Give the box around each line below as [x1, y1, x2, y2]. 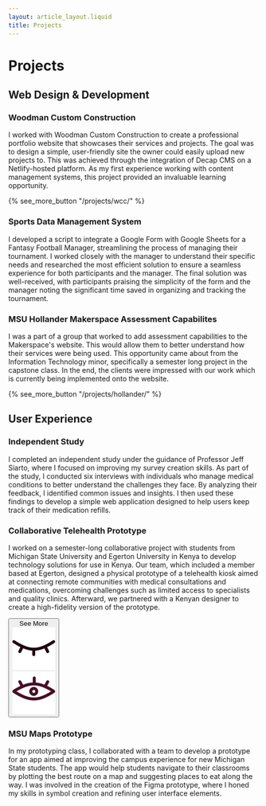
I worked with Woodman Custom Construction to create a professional [8, 130, 239, 139]
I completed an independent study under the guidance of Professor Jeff [8, 454, 244, 464]
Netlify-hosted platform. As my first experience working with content [8, 164, 234, 174]
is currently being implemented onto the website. [8, 374, 170, 383]
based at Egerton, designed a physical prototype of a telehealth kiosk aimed [8, 568, 259, 577]
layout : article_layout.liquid [8, 13, 112, 21]
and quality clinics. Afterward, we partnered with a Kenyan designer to [8, 593, 239, 603]
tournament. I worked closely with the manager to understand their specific [8, 251, 256, 260]
